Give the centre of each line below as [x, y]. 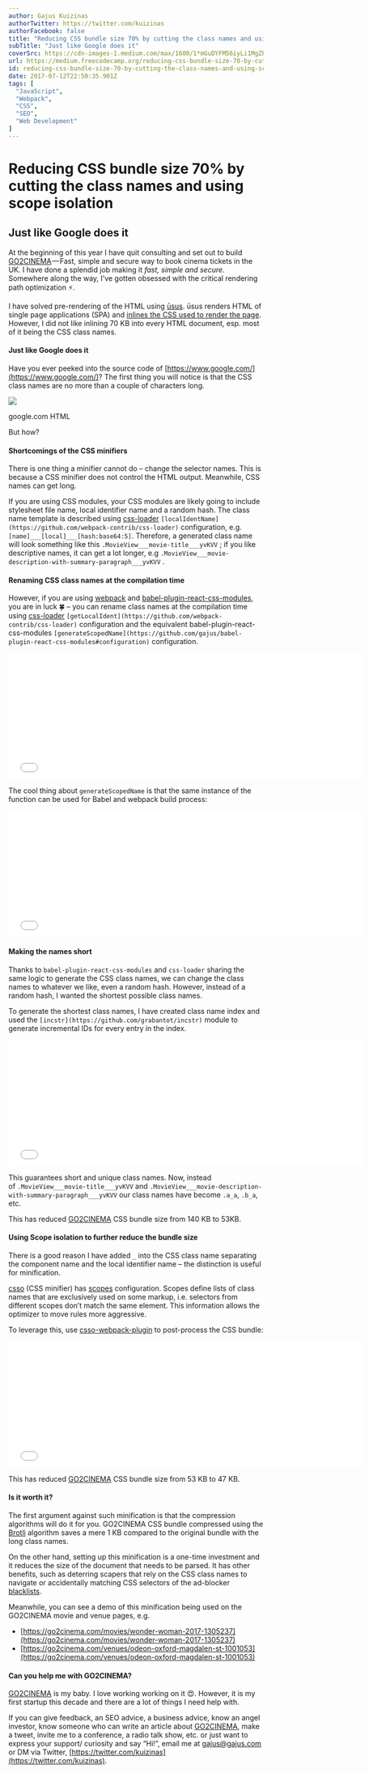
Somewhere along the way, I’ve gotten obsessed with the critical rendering [133, 278]
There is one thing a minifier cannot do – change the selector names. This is [135, 469]
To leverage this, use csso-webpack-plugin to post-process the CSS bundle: [136, 1330]
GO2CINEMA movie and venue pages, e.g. [79, 1615]
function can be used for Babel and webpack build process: [108, 800]
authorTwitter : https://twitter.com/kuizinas [86, 23]
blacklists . [25, 1591]
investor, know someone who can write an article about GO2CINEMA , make [134, 1726]
